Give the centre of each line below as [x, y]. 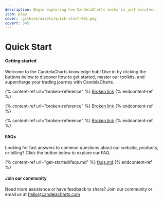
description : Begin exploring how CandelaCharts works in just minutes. [80, 9]
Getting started [21, 61]
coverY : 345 [17, 23]
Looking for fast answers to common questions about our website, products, [82, 147]
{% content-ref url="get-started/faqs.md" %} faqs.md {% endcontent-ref [79, 162]
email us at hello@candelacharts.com [43, 194]
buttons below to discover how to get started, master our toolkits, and [75, 77]
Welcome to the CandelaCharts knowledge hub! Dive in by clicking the [76, 71]
